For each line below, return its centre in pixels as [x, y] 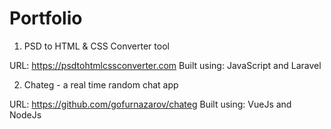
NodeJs [25, 114]
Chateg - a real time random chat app [101, 84]
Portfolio [46, 18]
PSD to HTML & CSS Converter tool [96, 46]
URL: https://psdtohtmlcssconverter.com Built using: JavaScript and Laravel [165, 65]
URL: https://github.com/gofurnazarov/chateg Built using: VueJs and [150, 104]
